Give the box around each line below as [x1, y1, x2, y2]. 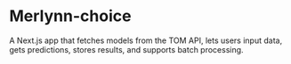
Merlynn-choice [9, 6, 132, 26]
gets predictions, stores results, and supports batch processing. [9, 44, 244, 54]
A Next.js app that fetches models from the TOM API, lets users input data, [9, 35, 283, 46]
